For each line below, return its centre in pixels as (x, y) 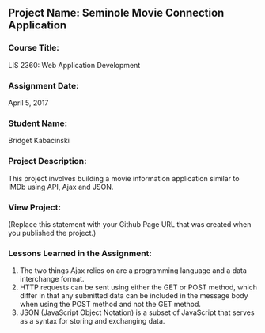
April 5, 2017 (28, 103)
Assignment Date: (44, 85)
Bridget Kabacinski (39, 141)
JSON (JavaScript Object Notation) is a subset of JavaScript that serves (137, 312)
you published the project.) (52, 233)
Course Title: (34, 48)
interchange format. (52, 279)
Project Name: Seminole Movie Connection (116, 13)
